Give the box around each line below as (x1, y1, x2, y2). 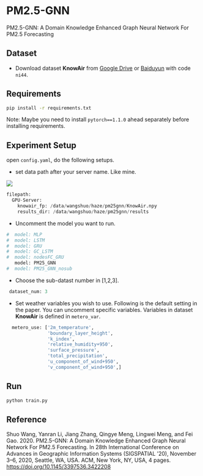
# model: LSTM (6, 237, 45, 244)
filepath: (6, 192, 32, 198)
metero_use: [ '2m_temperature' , (12, 324, 95, 330)
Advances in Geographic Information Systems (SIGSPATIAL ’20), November (6, 450, 197, 458)
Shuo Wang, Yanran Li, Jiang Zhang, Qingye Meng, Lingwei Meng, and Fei (6, 431, 193, 438)
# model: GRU (6, 243, 43, 249)
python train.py (6, 397, 48, 404)
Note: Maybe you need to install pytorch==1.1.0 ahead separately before (6, 116, 190, 123)
